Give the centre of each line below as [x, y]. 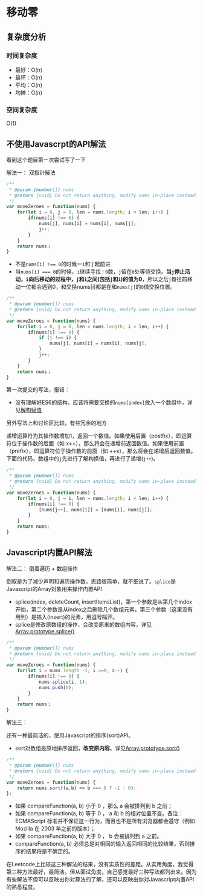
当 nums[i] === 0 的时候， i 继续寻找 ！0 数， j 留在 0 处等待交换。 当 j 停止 [100, 272]
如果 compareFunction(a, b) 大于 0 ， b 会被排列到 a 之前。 [89, 836]
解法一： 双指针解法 [31, 172]
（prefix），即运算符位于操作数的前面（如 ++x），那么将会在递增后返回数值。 [101, 451]
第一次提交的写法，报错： [38, 389]
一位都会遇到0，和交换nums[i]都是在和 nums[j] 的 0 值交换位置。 [98, 287]
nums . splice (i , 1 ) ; [63, 682]
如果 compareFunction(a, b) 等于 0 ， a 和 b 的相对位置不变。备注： [99, 813]
